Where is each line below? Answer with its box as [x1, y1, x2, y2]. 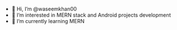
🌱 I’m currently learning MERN [11, 18, 85, 24]
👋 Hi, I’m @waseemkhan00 [11, 6, 77, 12]
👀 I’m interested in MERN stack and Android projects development [11, 12, 171, 18]
